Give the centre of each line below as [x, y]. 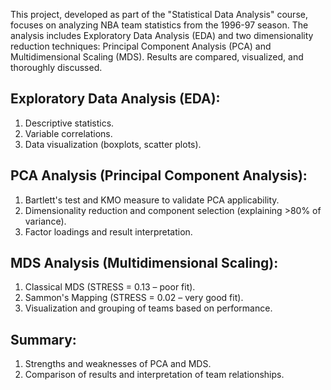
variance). [45, 221]
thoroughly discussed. [56, 67]
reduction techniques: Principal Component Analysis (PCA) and [141, 46]
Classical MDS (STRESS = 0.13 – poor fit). [110, 287]
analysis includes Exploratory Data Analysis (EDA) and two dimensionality [162, 35]
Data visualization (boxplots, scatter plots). [113, 144]
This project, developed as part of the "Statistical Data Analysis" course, [159, 14]
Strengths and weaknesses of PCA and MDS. [118, 364]
